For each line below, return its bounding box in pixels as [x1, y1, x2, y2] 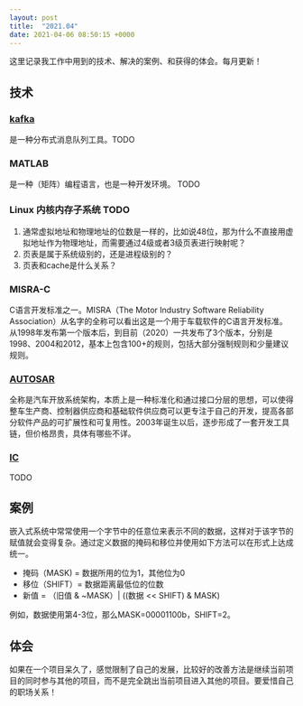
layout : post [9, 13, 59, 23]
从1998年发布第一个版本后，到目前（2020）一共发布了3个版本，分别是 [9, 327, 273, 338]
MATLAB [9, 157, 50, 170]
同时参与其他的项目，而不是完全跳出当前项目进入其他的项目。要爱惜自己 [24, 675, 294, 686]
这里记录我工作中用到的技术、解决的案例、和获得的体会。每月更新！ [9, 56, 262, 67]
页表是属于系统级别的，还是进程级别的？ [22, 248, 173, 259]
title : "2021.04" [9, 22, 78, 31]
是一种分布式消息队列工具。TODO [9, 135, 135, 145]
